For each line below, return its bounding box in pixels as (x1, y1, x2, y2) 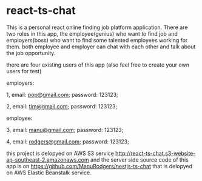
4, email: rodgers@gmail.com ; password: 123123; (6, 137, 129, 145)
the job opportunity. (6, 49, 56, 56)
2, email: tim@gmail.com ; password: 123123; (6, 102, 118, 110)
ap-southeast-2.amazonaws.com (6, 156, 89, 163)
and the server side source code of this (90, 156, 189, 163)
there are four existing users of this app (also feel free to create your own (6, 61, 190, 68)
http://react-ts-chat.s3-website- (115, 150, 196, 157)
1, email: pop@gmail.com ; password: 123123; (6, 91, 118, 98)
